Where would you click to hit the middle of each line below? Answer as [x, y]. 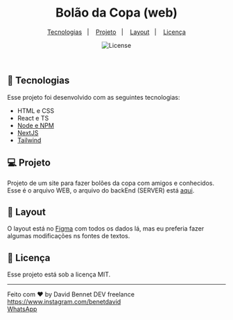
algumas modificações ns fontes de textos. [69, 236]
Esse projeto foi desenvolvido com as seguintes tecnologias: [94, 97]
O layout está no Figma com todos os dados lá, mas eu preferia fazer [106, 229]
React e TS [33, 118]
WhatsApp [22, 309]
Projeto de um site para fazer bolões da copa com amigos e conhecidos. [111, 183]
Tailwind [29, 140]
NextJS [28, 132]
